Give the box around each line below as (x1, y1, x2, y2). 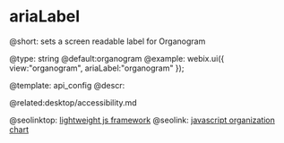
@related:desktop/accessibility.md (9, 97, 137, 108)
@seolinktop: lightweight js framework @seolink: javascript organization (9, 114, 276, 125)
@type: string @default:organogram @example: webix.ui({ (9, 53, 225, 63)
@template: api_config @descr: (9, 80, 125, 90)
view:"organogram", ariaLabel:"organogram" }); (9, 63, 185, 73)
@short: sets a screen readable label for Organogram (9, 36, 206, 46)
